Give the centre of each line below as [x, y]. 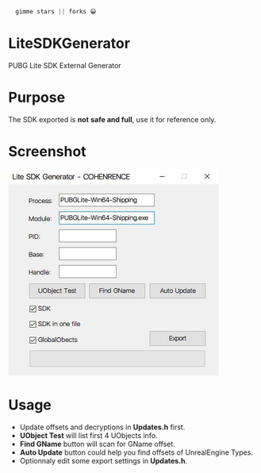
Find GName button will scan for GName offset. [98, 444]
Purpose [37, 98]
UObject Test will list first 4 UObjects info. [88, 435]
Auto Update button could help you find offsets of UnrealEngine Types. [136, 452]
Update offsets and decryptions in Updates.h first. [102, 427]
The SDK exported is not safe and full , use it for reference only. [112, 119]
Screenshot [47, 151]
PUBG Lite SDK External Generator [65, 65]
